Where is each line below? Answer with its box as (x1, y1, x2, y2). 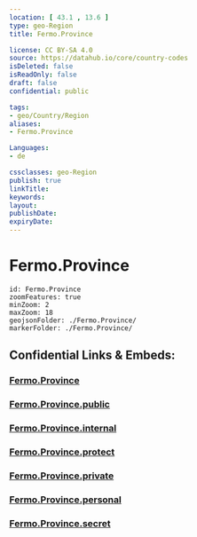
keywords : (9, 193, 46, 201)
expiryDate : (9, 217, 53, 226)
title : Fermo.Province (9, 29, 93, 38)
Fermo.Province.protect (9, 446, 115, 458)
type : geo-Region (9, 21, 74, 30)
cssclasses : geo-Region (9, 168, 98, 177)
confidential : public (9, 86, 90, 96)
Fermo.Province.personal (9, 494, 122, 506)
